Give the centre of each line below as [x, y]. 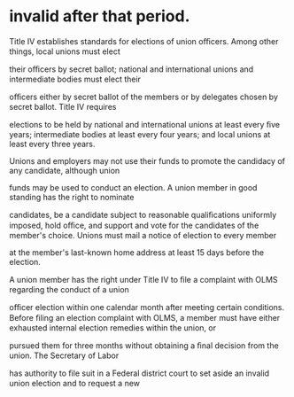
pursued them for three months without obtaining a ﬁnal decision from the [144, 345]
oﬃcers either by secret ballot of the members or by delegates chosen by [144, 97]
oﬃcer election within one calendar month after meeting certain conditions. [147, 307]
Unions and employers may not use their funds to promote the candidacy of [147, 160]
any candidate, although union [65, 170]
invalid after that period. [100, 16]
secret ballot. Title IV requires [63, 106]
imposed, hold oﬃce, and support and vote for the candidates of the [134, 225]
